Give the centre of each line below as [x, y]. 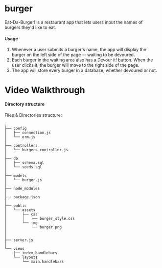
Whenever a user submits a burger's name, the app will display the [79, 50]
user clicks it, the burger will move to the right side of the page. [76, 65]
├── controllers [21, 145]
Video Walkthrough [45, 90]
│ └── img [21, 223]
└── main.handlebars [43, 261]
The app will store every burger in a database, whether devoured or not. [84, 70]
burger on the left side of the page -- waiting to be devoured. [73, 55]
